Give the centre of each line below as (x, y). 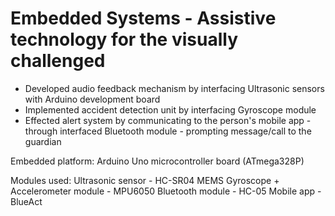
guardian (43, 141)
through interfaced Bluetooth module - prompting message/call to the (168, 131)
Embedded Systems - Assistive (143, 18)
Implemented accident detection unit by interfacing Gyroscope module (170, 109)
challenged (58, 61)
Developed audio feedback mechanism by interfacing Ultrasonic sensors (174, 88)
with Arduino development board (92, 99)
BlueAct (26, 201)
